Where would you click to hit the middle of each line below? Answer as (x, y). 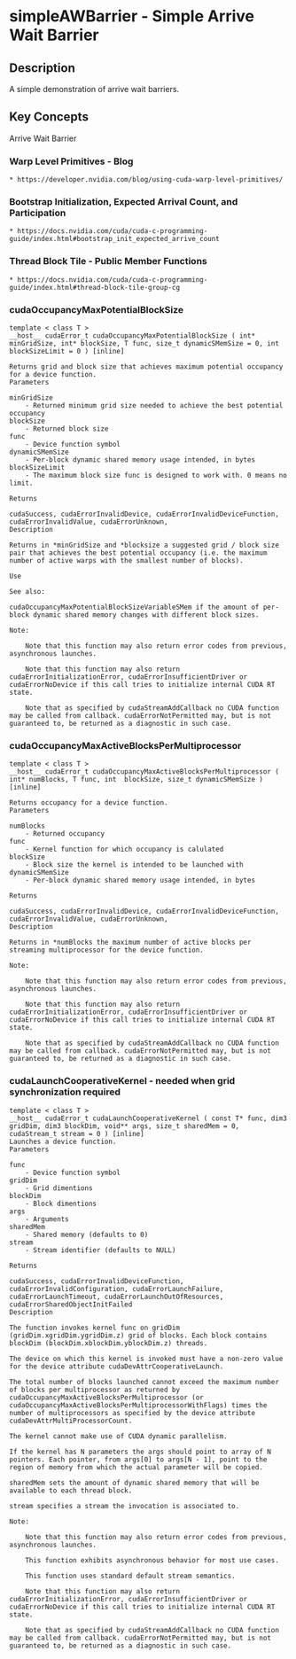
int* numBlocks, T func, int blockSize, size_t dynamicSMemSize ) (136, 780)
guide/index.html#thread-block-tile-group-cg (94, 287)
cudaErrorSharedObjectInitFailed (71, 1305)
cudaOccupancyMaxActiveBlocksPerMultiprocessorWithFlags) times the (138, 1405)
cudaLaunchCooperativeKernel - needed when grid (122, 1081)
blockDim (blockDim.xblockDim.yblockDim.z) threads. (109, 1343)
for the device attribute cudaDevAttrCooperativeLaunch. (117, 1367)
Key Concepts (49, 117)
